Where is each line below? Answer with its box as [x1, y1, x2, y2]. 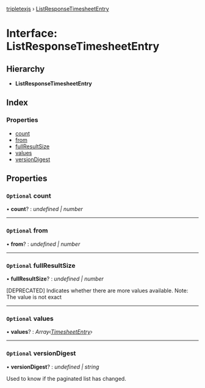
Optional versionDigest [6, 349, 76, 357]
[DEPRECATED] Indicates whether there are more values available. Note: [6, 287, 189, 294]
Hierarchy [6, 63, 45, 74]
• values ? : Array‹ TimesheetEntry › [6, 328, 93, 336]
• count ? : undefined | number [6, 206, 84, 213]
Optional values [6, 314, 54, 323]
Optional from [6, 226, 48, 235]
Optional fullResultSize [6, 261, 76, 270]
